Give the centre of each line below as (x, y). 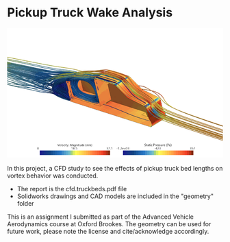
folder (25, 203)
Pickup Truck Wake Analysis (90, 13)
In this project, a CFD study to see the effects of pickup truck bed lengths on (115, 168)
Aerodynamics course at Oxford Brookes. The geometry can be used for (109, 223)
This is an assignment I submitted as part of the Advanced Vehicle (100, 217)
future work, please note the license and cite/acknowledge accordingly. (108, 231)
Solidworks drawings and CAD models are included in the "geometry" (115, 196)
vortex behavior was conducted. (53, 176)
